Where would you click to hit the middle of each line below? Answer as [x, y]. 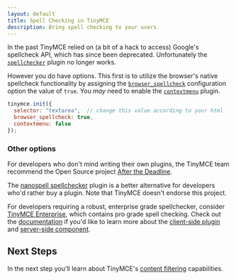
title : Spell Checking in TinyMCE [58, 21]
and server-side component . [49, 229]
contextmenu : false [43, 124]
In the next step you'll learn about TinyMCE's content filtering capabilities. [115, 268]
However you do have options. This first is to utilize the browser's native [113, 76]
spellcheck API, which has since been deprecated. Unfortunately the [107, 55]
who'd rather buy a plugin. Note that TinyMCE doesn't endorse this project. [117, 193]
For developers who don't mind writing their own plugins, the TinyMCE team [118, 164]
